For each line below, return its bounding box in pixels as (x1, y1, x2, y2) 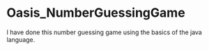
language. (6, 35, 36, 43)
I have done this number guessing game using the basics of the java (6, 28, 203, 36)
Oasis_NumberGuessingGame (6, 5, 185, 21)
